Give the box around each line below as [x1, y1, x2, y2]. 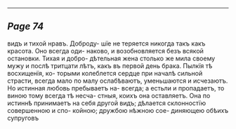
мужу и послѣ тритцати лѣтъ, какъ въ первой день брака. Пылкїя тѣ [7, 61, 213, 70]
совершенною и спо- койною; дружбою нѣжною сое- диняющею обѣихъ [7, 106, 229, 114]
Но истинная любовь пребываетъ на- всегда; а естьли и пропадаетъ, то [7, 83, 225, 92]
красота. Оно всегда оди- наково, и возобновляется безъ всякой [7, 46, 204, 55]
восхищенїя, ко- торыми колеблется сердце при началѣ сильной [7, 69, 203, 77]
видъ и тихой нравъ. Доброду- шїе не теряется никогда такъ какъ [7, 39, 206, 48]
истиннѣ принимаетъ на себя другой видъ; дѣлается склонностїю [7, 99, 206, 107]
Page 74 [7, 20, 44, 32]
